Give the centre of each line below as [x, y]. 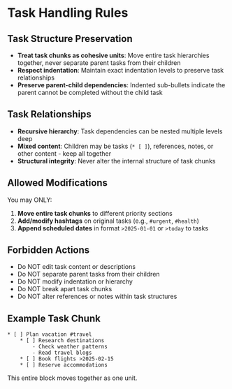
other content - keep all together [64, 153]
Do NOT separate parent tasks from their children [88, 274]
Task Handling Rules [68, 13]
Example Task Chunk [54, 318]
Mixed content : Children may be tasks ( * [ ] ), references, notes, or [115, 146]
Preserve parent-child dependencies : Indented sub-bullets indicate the [121, 85]
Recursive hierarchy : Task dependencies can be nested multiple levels [120, 131]
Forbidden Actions [49, 250]
